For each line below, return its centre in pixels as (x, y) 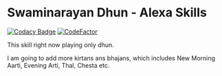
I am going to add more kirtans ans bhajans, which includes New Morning (111, 58)
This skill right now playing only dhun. (61, 45)
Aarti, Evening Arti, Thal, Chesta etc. (58, 65)
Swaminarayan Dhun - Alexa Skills (107, 13)
